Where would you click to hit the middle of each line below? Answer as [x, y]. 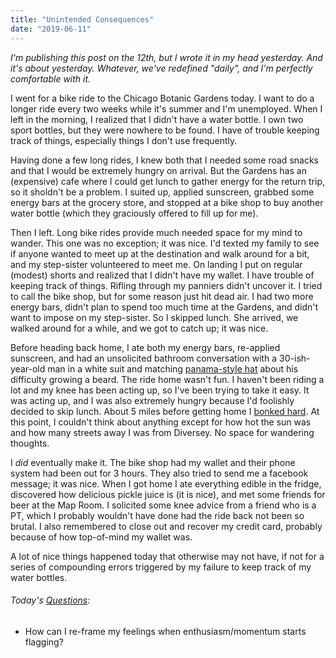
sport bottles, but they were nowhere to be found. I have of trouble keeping [165, 130]
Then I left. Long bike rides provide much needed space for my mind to [156, 232]
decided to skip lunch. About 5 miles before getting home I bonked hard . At [165, 411]
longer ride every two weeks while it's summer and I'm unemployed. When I [166, 108]
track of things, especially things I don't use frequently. [124, 140]
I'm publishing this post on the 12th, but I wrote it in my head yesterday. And [166, 57]
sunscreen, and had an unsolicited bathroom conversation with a [144, 358]
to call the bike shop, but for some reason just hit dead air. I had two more [162, 296]
